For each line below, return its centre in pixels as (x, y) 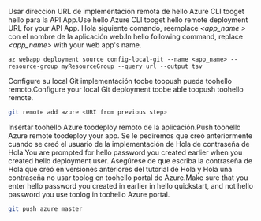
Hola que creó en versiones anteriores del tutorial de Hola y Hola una (120, 169)
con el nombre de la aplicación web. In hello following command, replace (125, 36)
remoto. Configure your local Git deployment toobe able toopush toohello (126, 89)
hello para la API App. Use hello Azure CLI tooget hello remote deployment (128, 20)
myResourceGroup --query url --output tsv (132, 66)
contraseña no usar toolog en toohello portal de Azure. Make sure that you (128, 178)
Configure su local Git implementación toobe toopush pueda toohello (120, 81)
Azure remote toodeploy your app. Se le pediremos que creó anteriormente (130, 135)
